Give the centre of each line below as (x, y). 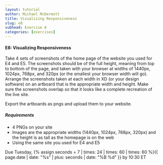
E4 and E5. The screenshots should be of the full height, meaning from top (80, 64)
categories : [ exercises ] (30, 32)
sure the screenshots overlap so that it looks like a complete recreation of (79, 89)
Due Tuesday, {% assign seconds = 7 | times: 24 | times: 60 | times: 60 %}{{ (81, 152)
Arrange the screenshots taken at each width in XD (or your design (72, 79)
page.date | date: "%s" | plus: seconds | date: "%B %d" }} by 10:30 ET (76, 157)
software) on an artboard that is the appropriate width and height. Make (77, 84)
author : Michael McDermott (32, 14)
